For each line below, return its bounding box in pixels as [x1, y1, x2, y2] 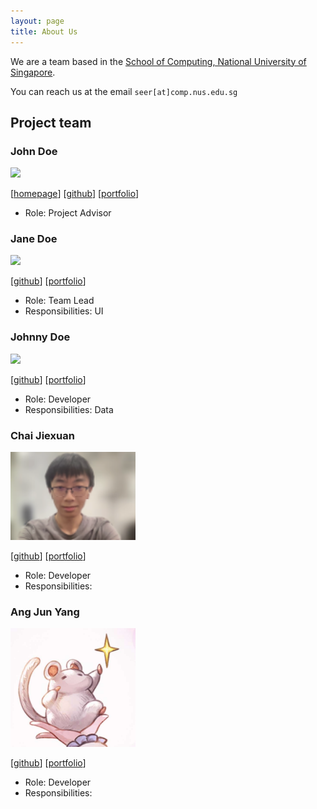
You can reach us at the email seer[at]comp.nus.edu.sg [10, 85, 238, 97]
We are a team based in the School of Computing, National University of [10, 55, 307, 67]
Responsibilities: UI [24, 305, 104, 317]
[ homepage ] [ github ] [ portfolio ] [10, 188, 140, 200]
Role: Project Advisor [24, 207, 112, 219]
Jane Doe [10, 232, 58, 246]
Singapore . [10, 66, 56, 78]
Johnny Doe [10, 330, 71, 344]
